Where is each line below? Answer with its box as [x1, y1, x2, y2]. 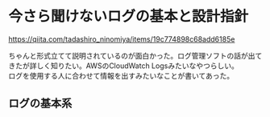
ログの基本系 [8, 97, 73, 111]
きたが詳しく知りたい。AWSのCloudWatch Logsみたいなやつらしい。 [8, 61, 239, 71]
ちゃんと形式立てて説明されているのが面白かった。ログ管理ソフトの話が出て [8, 50, 263, 60]
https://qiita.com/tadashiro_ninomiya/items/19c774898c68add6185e [8, 34, 235, 44]
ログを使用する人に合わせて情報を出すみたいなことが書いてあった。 [8, 71, 235, 80]
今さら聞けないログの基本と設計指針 [8, 7, 249, 26]
